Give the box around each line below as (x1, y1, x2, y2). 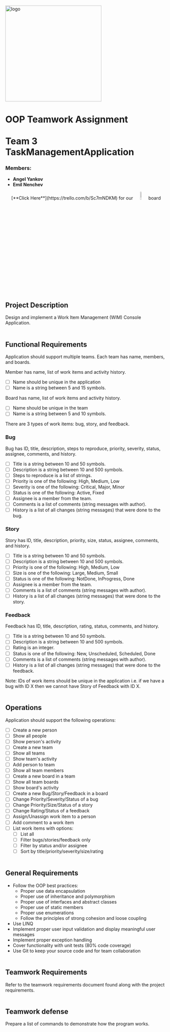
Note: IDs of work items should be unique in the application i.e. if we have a (5, 677, 165, 684)
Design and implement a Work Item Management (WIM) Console (5, 314, 141, 320)
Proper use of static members (20, 904, 83, 910)
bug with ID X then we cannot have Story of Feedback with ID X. (5, 683, 141, 689)
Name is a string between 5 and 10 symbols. (12, 411, 107, 417)
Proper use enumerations (20, 910, 74, 916)
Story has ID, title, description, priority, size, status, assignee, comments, (5, 537, 159, 543)
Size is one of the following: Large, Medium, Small (12, 570, 119, 576)
